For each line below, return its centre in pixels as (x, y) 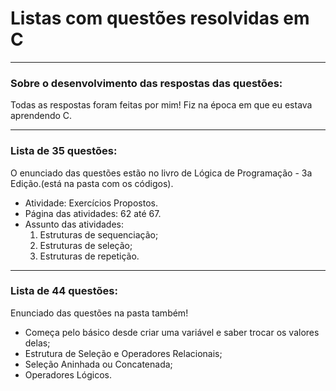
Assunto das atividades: (74, 224)
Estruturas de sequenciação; (99, 234)
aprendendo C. (41, 116)
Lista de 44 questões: (64, 291)
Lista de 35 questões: (64, 151)
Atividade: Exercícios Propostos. (91, 203)
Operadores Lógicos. (68, 374)
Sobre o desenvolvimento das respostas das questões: (146, 83)
